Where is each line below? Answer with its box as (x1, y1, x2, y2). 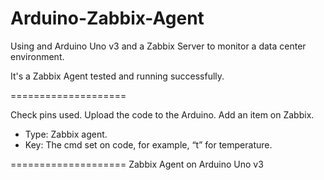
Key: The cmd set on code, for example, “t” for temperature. (24, 138, 273, 151)
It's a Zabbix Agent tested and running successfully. (10, 70, 225, 82)
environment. (10, 50, 65, 62)
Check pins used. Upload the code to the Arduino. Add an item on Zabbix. (10, 108, 315, 121)
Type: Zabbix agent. (24, 128, 108, 140)
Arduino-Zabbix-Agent (10, 7, 205, 30)
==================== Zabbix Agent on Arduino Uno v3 (10, 158, 264, 170)
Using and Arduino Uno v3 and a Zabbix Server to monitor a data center (10, 40, 307, 52)
